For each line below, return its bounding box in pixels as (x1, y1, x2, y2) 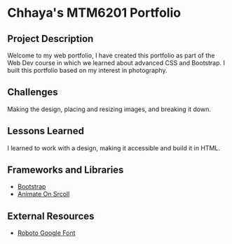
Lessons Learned (7, 125, 84, 137)
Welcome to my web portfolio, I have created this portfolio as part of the (7, 51, 215, 59)
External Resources (7, 210, 95, 222)
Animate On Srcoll (17, 190, 70, 199)
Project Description (7, 33, 94, 45)
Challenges (7, 86, 58, 99)
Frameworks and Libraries (7, 164, 124, 176)
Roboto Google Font (17, 229, 76, 237)
